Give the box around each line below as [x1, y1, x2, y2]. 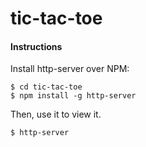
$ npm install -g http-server [10, 91, 137, 101]
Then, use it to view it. [10, 108, 102, 121]
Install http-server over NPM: [10, 63, 130, 75]
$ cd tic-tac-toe [10, 82, 83, 92]
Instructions [10, 40, 63, 52]
